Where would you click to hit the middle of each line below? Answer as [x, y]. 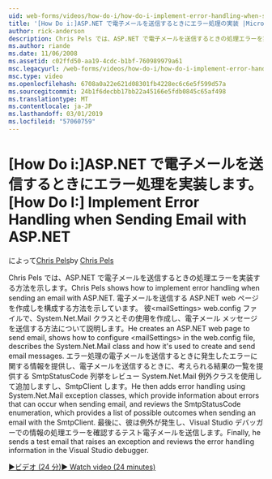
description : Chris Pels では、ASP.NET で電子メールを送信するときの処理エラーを [136, 39]
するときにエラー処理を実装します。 [143, 185]
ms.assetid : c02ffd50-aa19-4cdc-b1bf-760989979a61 [96, 62]
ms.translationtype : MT [49, 99]
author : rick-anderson [47, 31]
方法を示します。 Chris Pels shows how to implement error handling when [138, 287]
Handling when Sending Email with [127, 220]
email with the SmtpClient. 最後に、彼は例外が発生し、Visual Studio [121, 422]
